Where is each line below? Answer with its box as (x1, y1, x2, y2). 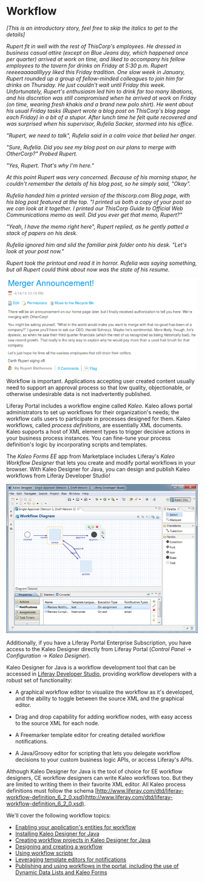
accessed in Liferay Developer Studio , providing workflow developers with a (6, 670, 197, 677)
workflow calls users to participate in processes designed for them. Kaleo (6, 415, 191, 422)
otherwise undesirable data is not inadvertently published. (6, 390, 152, 397)
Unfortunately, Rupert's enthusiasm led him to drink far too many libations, (6, 87, 194, 95)
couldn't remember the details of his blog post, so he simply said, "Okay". (6, 180, 191, 187)
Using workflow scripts (15, 849, 73, 856)
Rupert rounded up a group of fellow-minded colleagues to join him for (6, 75, 184, 82)
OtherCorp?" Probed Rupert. (6, 150, 78, 157)
